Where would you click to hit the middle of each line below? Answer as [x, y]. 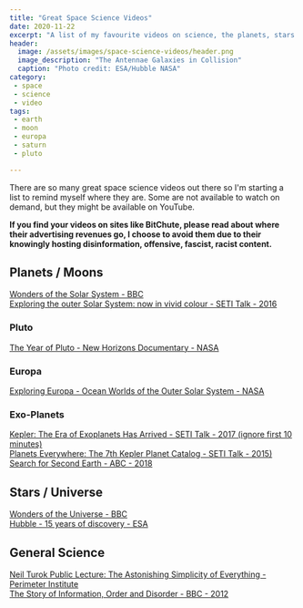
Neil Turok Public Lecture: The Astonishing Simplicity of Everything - [138, 574]
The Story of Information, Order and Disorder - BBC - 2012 [119, 593]
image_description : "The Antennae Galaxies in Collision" [130, 60]
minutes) [26, 444]
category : [28, 77]
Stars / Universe [56, 492]
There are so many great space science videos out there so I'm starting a [146, 187]
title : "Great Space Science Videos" [81, 18]
